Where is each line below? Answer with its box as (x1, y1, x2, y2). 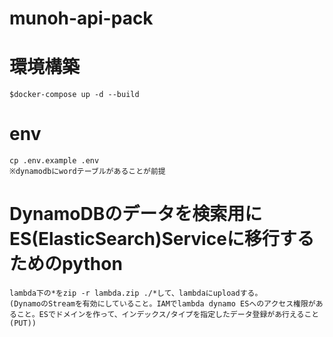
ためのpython (9, 253, 123, 276)
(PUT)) (9, 318, 37, 328)
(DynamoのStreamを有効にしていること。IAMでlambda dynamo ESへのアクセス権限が (9, 299, 316, 309)
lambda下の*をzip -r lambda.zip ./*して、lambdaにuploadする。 (9, 288, 263, 298)
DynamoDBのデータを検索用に (9, 203, 263, 226)
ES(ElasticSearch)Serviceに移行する (9, 228, 315, 251)
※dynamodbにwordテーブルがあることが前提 (9, 167, 166, 177)
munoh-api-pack (9, 7, 154, 30)
